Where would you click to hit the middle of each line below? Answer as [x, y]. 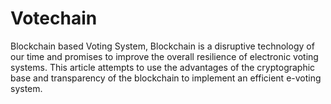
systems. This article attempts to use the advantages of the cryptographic [163, 67]
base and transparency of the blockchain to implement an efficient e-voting [166, 78]
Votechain [54, 18]
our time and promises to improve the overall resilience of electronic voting [164, 56]
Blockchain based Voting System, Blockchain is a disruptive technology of [162, 46]
